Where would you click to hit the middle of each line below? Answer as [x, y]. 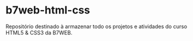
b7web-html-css [48, 10]
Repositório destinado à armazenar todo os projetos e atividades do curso [96, 26]
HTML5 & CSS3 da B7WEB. [39, 32]
